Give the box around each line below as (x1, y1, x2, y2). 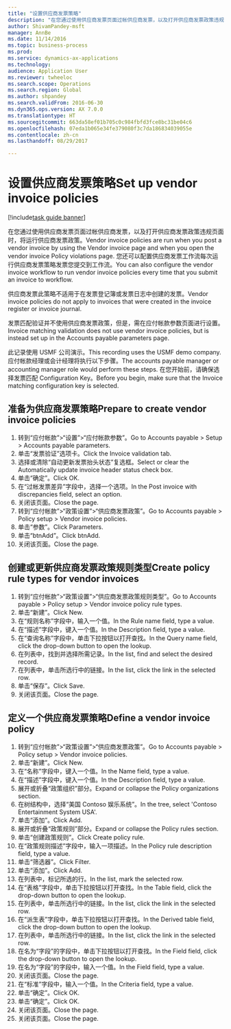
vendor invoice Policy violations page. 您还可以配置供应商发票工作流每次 (8, 252, 212, 260)
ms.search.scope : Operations (8, 80, 91, 87)
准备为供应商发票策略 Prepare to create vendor (8, 403, 207, 415)
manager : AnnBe (8, 29, 51, 36)
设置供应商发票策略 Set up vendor (8, 176, 198, 191)
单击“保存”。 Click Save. (17, 681, 85, 690)
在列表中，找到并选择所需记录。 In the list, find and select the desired (17, 650, 213, 658)
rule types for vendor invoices (8, 573, 139, 585)
